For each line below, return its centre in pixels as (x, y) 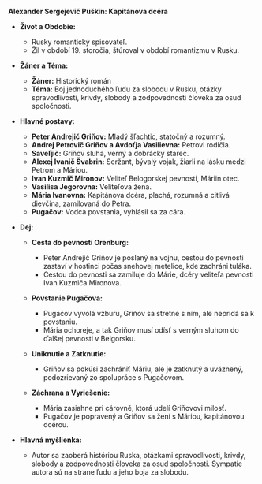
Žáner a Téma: (44, 65)
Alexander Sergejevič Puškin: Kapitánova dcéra (88, 11)
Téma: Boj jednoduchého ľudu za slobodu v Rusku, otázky (127, 89)
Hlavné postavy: (47, 121)
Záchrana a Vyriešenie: (71, 393)
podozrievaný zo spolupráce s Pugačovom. (114, 377)
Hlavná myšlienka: (51, 440)
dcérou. (56, 424)
